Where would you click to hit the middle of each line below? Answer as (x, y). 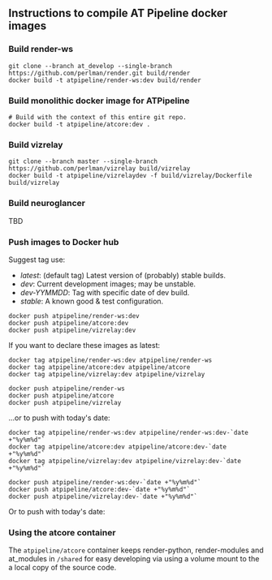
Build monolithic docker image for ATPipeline (99, 101)
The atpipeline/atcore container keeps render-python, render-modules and (136, 550)
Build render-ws (41, 49)
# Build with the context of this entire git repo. (97, 117)
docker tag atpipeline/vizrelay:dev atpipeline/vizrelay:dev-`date (125, 461)
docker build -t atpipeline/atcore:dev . (80, 124)
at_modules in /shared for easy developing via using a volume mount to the (134, 559)
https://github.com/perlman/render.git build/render (99, 73)
